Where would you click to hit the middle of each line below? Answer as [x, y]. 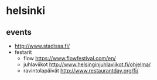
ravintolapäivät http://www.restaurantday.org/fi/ [81, 70]
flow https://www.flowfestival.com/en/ [69, 58]
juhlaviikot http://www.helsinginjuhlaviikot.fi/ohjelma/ [87, 64]
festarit [23, 52]
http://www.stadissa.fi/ [42, 46]
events [19, 32]
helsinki [26, 11]
